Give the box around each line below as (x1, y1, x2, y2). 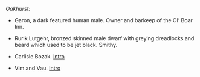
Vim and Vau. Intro (14, 64, 61, 72)
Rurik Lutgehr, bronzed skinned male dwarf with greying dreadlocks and (14, 35, 195, 42)
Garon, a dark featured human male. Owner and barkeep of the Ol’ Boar (14, 17, 193, 23)
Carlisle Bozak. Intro (14, 53, 65, 60)
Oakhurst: (5, 5, 31, 12)
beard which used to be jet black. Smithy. (14, 42, 118, 48)
